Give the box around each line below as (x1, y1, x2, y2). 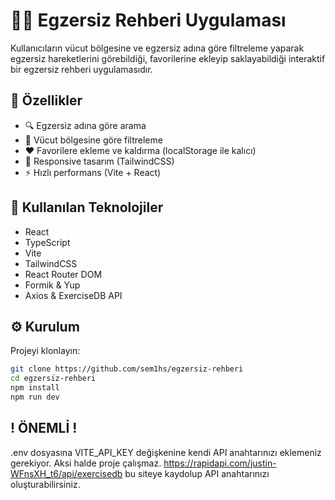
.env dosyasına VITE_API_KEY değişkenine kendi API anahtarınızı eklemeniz (10, 446, 322, 458)
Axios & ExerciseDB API (24, 289, 123, 301)
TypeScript (24, 236, 71, 248)
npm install (10, 383, 60, 393)
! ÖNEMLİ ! (10, 420, 78, 437)
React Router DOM (24, 268, 103, 280)
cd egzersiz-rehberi (10, 374, 97, 384)
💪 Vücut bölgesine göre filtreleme (24, 134, 163, 146)
